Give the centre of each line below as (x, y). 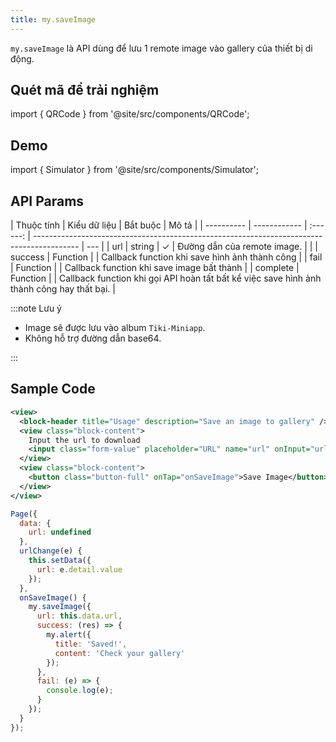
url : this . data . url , (79, 616)
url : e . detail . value (79, 569)
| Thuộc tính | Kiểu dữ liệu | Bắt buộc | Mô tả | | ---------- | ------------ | (159, 225)
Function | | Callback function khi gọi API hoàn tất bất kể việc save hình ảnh (166, 278)
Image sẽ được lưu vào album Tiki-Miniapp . (115, 328)
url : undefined (60, 532)
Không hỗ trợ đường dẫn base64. (93, 338)
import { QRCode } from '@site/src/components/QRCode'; (130, 114)
